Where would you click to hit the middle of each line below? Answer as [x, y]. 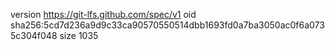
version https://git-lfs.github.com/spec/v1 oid [103, 14]
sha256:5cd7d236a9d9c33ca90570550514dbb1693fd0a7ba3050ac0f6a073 [167, 25]
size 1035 [79, 35]
